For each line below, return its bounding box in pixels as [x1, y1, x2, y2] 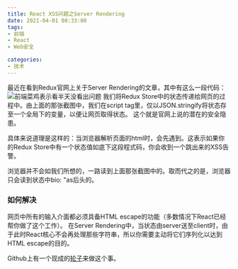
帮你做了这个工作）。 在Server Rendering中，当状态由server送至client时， [7, 221, 222, 230]
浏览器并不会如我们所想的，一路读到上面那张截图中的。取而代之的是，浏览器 [7, 166, 231, 175]
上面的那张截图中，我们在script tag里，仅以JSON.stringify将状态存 [31, 101, 227, 109]
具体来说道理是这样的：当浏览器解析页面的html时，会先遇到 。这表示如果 [7, 133, 219, 142]
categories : [7, 56, 42, 64]
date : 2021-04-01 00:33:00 [7, 17, 87, 24]
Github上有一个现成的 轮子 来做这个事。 [7, 254, 120, 263]
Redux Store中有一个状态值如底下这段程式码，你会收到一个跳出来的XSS [13, 143, 223, 151]
